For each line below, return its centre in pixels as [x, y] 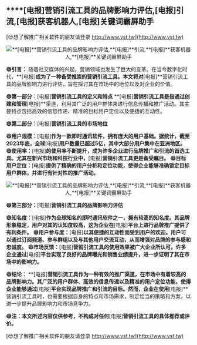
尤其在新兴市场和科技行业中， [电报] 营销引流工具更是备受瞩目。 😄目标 [101, 158]
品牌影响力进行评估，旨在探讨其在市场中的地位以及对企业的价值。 [96, 83]
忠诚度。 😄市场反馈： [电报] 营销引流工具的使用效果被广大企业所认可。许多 [96, 247]
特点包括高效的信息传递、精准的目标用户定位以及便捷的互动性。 [88, 111]
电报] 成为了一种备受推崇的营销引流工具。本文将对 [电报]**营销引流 [103, 76]
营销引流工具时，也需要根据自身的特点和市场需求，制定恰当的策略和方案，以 [98, 296]
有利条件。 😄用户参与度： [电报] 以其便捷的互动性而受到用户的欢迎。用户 [94, 232]
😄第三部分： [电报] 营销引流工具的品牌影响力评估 [64, 205]
